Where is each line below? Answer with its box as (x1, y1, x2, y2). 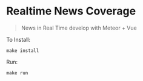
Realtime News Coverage (6, 4, 136, 18)
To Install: (6, 36, 31, 43)
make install (6, 47, 39, 54)
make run (6, 70, 28, 76)
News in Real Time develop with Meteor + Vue (21, 24, 138, 31)
